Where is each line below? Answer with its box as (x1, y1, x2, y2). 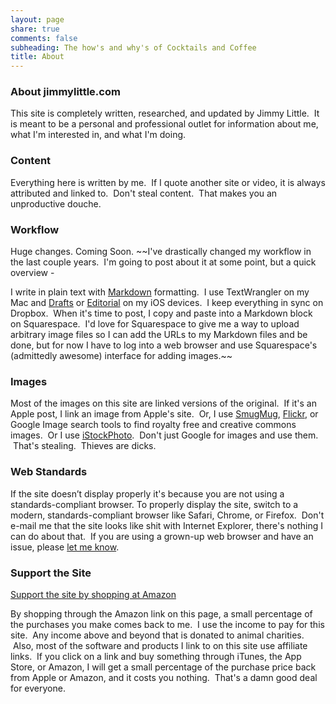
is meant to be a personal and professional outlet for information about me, (10, 118, 319, 130)
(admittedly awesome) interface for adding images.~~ (10, 350, 233, 362)
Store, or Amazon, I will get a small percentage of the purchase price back (10, 661, 317, 673)
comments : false (10, 33, 78, 43)
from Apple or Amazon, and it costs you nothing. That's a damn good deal (10, 671, 318, 683)
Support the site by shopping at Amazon (10, 588, 177, 600)
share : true (10, 24, 60, 34)
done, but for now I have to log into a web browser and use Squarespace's (10, 339, 318, 351)
